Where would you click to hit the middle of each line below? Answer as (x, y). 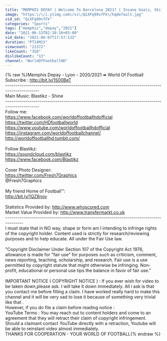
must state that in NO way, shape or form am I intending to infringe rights (82, 228)
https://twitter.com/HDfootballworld (42, 122)
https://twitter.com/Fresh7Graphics (41, 175)
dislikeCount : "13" (25, 56)
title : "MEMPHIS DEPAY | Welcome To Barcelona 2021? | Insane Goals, (79, 10)
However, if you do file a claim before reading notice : (60, 308)
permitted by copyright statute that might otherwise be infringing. (72, 265)
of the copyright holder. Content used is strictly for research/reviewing (77, 233)
